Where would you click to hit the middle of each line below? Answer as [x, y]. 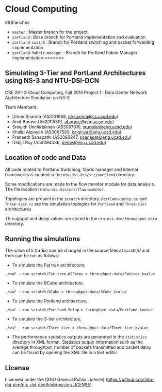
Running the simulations [42, 239]
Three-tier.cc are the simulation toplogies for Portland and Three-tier [76, 204]
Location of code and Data [46, 158]
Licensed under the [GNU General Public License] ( [56, 380]
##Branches [17, 22]
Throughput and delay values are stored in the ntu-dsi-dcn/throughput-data [81, 218]
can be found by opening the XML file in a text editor [65, 353]
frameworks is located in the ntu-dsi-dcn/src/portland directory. [70, 174]
